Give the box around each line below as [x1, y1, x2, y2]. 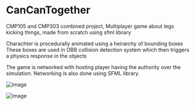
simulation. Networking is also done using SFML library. [6, 70, 140, 77]
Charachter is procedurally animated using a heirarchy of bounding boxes [6, 40, 183, 47]
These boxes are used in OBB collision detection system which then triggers [6, 46, 190, 53]
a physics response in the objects [6, 52, 87, 59]
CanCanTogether [6, 3, 90, 17]
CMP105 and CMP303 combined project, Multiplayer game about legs [6, 23, 174, 30]
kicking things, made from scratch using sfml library [6, 28, 131, 35]
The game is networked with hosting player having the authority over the [6, 63, 181, 70]
